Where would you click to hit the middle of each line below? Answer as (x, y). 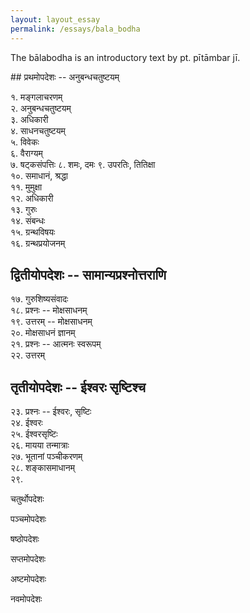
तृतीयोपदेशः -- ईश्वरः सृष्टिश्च (78, 387)
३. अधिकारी (29, 119)
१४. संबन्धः (28, 220)
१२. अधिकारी (32, 198)
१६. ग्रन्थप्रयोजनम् (38, 243)
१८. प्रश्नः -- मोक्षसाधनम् (49, 310)
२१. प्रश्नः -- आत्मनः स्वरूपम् (56, 344)
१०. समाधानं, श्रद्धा (39, 175)
